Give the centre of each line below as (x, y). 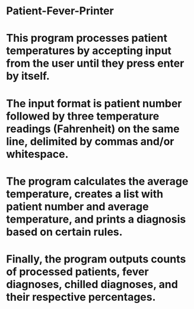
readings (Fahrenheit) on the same (93, 129)
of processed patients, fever (78, 271)
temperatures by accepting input (89, 51)
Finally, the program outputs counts (96, 259)
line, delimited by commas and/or (90, 141)
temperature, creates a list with (85, 194)
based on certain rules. (64, 232)
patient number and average (78, 206)
